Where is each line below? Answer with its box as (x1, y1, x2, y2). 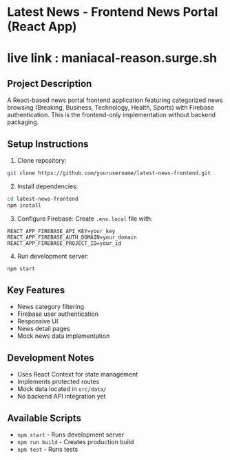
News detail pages (17, 325, 70, 333)
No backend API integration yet (17, 392, 106, 401)
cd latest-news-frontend (7, 195, 79, 202)
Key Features (7, 284, 65, 296)
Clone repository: (17, 157, 67, 164)
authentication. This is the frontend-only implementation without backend (7, 111, 216, 119)
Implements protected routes (17, 377, 100, 386)
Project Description (7, 77, 92, 90)
